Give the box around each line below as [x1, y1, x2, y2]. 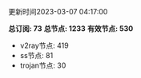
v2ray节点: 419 [19, 41, 70, 50]
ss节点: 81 [19, 51, 54, 60]
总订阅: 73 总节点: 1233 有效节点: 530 [8, 24, 134, 33]
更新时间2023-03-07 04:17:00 [8, 7, 108, 16]
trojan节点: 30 [19, 60, 66, 70]
